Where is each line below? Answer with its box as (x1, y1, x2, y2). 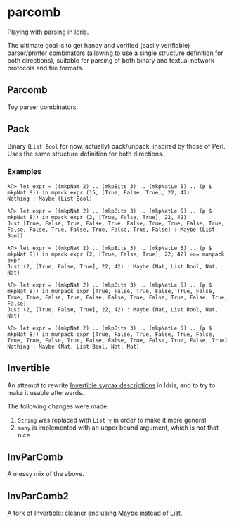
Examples (7, 167, 42, 177)
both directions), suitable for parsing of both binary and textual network (7, 56, 215, 64)
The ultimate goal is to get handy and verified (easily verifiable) (7, 41, 190, 49)
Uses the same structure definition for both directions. (7, 149, 164, 158)
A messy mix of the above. (7, 470, 84, 478)
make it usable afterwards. (7, 388, 84, 397)
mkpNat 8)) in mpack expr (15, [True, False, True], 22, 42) (7, 189, 190, 196)
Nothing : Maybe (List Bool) (7, 195, 93, 202)
